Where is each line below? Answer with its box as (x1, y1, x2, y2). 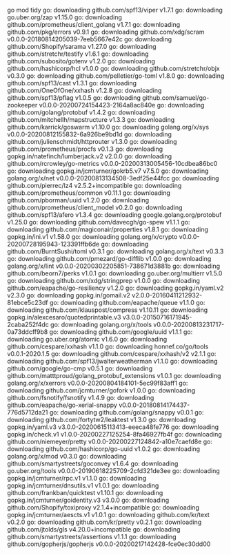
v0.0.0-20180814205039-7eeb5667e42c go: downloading (7, 35, 172, 43)
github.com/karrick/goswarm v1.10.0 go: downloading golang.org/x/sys (7, 123, 209, 131)
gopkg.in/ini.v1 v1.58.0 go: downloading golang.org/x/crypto (7, 233, 178, 240)
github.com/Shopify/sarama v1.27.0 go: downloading (7, 43, 157, 50)
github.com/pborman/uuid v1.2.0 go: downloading (7, 196, 150, 204)
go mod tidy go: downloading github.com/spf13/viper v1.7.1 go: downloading (7, 6, 223, 14)
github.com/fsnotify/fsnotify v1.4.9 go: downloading (7, 394, 154, 401)
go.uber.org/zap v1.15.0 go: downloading (7, 13, 123, 21)
